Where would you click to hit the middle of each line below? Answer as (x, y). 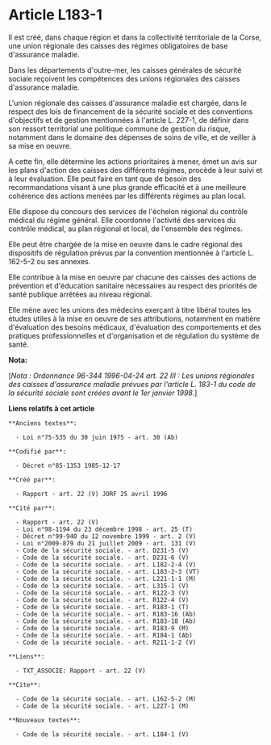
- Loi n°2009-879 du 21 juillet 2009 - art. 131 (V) (106, 543)
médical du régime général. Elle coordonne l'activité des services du (122, 220)
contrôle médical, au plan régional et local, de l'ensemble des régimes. (126, 229)
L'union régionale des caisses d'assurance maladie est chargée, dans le (128, 103)
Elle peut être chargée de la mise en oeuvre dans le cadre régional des (126, 244)
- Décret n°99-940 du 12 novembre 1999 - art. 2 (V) (106, 536)
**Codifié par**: (38, 451)
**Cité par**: (32, 508)
